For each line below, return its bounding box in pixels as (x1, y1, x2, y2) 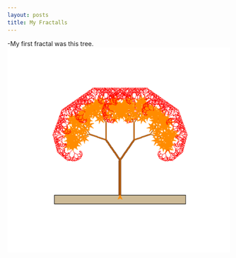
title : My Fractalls (7, 18, 69, 26)
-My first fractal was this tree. (7, 39, 94, 47)
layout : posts (7, 11, 49, 18)
